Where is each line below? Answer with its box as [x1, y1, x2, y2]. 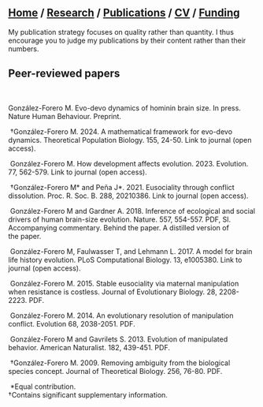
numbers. [8, 43, 39, 54]
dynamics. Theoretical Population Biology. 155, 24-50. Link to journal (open [8, 135, 252, 144]
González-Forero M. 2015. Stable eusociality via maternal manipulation [9, 278, 239, 288]
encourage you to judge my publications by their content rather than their [8, 35, 246, 45]
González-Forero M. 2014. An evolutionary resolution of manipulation [9, 311, 234, 320]
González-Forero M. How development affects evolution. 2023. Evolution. [9, 159, 249, 168]
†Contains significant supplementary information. [8, 390, 168, 399]
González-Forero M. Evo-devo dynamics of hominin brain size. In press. [8, 103, 242, 113]
